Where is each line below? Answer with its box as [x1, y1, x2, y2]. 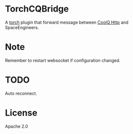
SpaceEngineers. [5, 24, 39, 30]
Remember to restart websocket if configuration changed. [5, 57, 121, 63]
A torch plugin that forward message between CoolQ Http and [5, 19, 129, 25]
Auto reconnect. [5, 90, 37, 96]
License [5, 107, 38, 118]
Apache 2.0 [5, 123, 28, 129]
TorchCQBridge [5, 3, 69, 15]
